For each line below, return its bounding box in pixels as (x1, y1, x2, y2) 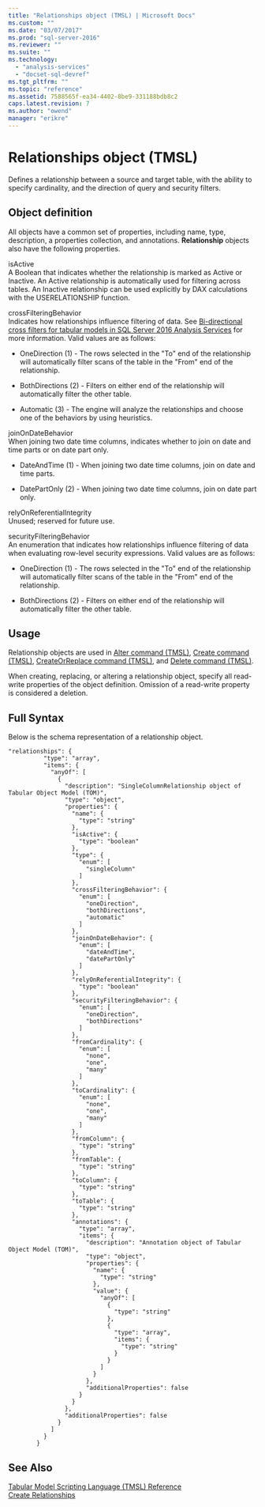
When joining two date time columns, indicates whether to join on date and (8, 436, 251, 446)
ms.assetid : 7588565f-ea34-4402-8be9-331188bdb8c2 (8, 93, 178, 100)
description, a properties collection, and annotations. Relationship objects (8, 235, 250, 245)
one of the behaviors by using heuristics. (19, 413, 153, 422)
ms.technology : (8, 56, 58, 64)
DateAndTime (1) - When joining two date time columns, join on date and (19, 460, 256, 470)
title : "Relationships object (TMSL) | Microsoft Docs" (8, 11, 196, 20)
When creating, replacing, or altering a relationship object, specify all (8, 671, 233, 681)
